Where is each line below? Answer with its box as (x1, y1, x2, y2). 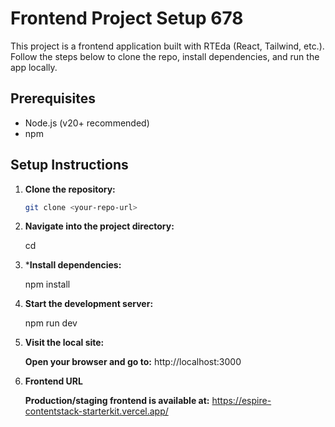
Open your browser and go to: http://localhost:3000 (24, 356, 242, 368)
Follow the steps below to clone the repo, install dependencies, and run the (10, 50, 320, 62)
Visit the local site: (24, 337, 105, 349)
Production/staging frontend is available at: (24, 395, 210, 407)
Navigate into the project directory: (24, 220, 175, 232)
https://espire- (211, 395, 272, 407)
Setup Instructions (10, 157, 129, 174)
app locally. (10, 61, 58, 73)
